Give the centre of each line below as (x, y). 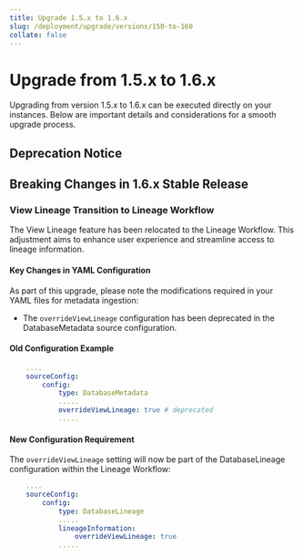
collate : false (38, 35)
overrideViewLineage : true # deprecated (136, 410)
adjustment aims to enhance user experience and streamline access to (142, 240)
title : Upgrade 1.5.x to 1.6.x (69, 18)
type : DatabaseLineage (101, 511)
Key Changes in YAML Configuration (80, 270)
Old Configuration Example (62, 348)
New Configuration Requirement (72, 439)
